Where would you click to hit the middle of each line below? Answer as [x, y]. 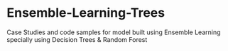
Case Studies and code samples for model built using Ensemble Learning [114, 32]
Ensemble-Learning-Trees [86, 13]
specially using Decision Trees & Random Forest [77, 39]
